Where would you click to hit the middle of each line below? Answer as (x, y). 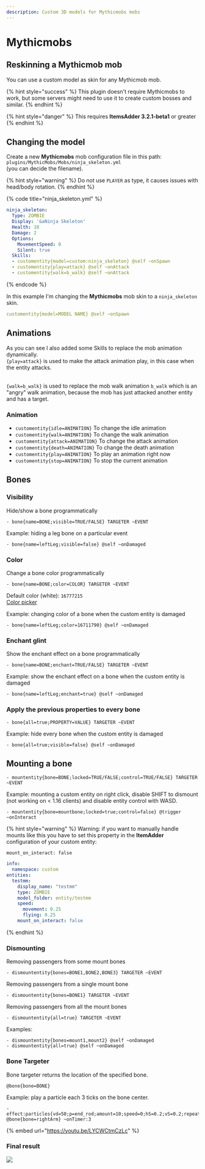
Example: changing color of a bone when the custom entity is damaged (96, 614)
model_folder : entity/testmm (54, 898)
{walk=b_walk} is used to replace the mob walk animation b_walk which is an (102, 386)
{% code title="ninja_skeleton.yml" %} (54, 199)
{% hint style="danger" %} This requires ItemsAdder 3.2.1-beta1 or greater (101, 116)
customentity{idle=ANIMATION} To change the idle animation (91, 428)
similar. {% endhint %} (34, 104)
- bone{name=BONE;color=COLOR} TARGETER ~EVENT (68, 584)
